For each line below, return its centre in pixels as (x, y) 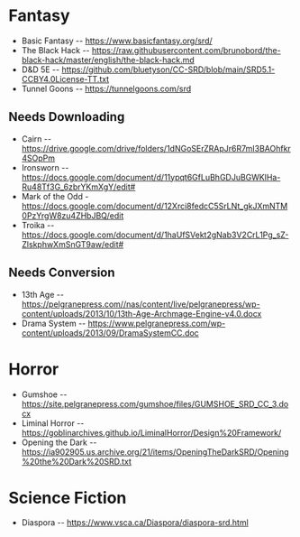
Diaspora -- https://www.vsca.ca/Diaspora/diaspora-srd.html (135, 523)
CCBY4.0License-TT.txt (65, 79)
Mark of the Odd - (55, 196)
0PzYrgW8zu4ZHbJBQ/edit (73, 215)
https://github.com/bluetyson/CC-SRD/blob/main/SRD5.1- (168, 69)
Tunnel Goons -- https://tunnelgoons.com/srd (106, 88)
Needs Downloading (67, 117)
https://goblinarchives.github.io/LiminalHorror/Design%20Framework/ (151, 432)
